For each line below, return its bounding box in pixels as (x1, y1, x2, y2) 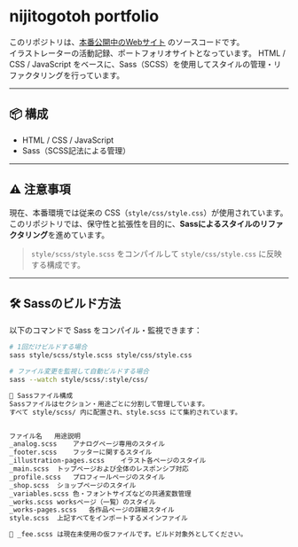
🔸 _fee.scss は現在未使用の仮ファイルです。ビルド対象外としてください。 (9, 530, 247, 539)
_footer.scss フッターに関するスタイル (9, 448, 153, 457)
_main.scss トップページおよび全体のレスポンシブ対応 (9, 465, 189, 473)
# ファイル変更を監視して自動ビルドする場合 (9, 367, 149, 376)
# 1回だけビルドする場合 (9, 343, 88, 352)
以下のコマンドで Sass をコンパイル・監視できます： (9, 325, 202, 336)
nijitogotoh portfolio (9, 6, 160, 27)
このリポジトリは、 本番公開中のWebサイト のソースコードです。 (9, 36, 245, 47)
